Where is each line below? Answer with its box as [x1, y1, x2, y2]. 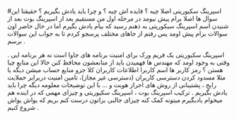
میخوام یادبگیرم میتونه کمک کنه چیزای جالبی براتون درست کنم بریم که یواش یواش [7, 96, 223, 104]
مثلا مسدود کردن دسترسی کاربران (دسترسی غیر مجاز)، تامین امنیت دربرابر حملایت [7, 73, 226, 81]
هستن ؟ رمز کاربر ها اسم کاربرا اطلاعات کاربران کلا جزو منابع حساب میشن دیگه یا [7, 66, 224, 74]
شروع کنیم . [7, 103, 39, 111]
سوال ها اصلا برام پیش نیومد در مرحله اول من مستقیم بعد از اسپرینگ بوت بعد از [7, 14, 218, 23]
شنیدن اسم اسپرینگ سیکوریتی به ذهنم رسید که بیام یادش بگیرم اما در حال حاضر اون [7, 22, 229, 30]
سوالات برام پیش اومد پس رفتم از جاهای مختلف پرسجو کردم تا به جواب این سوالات [7, 29, 228, 38]
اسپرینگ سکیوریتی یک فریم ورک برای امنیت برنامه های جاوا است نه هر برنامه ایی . [7, 50, 225, 59]
